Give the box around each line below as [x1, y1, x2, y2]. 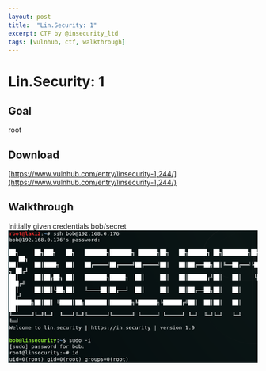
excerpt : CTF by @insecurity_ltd [8, 29, 119, 37]
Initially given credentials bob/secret [8, 221, 127, 231]
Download [8, 148, 59, 161]
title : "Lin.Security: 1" [8, 21, 97, 29]
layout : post [8, 13, 51, 21]
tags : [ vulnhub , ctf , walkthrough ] [8, 38, 126, 46]
